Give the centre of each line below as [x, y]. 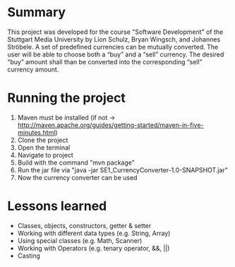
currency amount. [33, 69]
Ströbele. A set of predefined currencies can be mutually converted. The [113, 47]
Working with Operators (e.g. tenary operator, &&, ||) [94, 248]
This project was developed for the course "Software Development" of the [115, 32]
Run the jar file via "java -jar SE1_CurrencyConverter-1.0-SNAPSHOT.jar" [122, 170]
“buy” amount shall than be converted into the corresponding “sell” [105, 61]
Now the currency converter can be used [77, 177]
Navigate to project [46, 155]
